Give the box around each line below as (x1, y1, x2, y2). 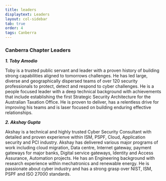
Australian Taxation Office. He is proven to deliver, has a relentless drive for (5, 99, 159, 105)
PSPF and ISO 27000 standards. (5, 171, 71, 177)
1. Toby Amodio (5, 58, 38, 64)
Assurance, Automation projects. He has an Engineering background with (5, 155, 155, 161)
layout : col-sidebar (5, 16, 48, 21)
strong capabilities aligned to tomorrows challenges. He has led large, (5, 73, 148, 79)
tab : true (5, 21, 26, 26)
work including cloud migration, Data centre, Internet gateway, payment (5, 145, 152, 151)
